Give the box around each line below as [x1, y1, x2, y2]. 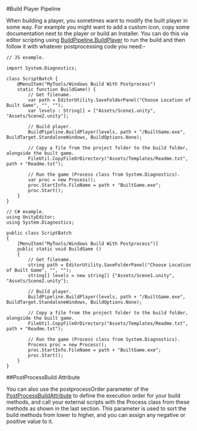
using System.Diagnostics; [6, 219, 75, 226]
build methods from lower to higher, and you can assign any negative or [6, 412, 186, 418]
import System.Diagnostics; [6, 65, 78, 71]
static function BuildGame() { [17, 86, 96, 92]
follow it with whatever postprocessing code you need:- [6, 43, 145, 50]
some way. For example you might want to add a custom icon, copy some [6, 24, 190, 30]
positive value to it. [6, 418, 53, 425]
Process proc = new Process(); [28, 342, 107, 348]
